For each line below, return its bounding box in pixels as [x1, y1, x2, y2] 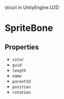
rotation [12, 90, 31, 95]
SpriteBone [5, 23, 53, 34]
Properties [5, 43, 39, 51]
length [12, 68, 26, 73]
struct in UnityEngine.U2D [5, 5, 59, 10]
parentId [12, 79, 31, 84]
